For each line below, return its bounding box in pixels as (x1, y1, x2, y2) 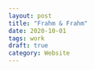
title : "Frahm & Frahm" (8, 19, 89, 27)
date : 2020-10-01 (8, 27, 67, 35)
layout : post (8, 11, 52, 20)
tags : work (8, 34, 45, 43)
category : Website (8, 49, 70, 57)
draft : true (8, 42, 48, 50)
